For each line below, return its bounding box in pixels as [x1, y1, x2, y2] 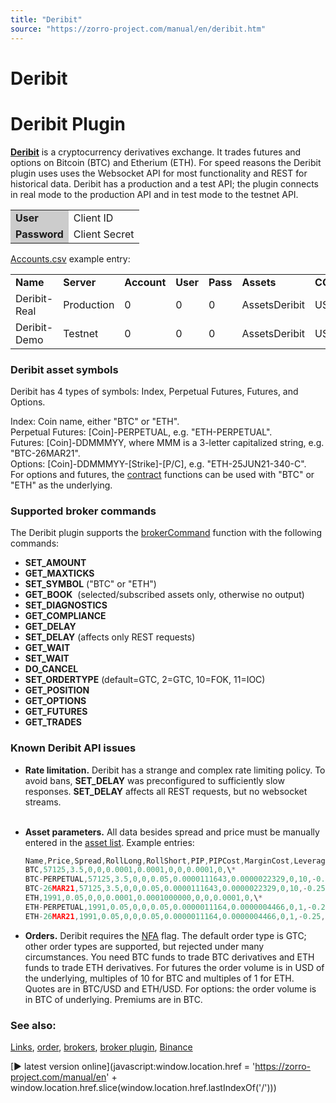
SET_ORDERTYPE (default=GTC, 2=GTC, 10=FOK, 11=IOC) [24, 674, 266, 686]
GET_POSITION [24, 684, 90, 696]
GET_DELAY [24, 621, 77, 633]
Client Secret [73, 227, 135, 241]
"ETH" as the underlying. [10, 479, 113, 491]
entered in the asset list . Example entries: [24, 836, 195, 848]
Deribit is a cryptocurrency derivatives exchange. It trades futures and [10, 146, 302, 158]
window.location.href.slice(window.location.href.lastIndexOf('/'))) [10, 1081, 277, 1093]
